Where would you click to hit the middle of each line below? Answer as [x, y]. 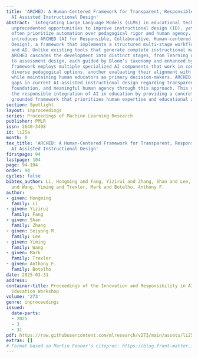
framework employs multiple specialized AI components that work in [97, 66]
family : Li [25, 203]
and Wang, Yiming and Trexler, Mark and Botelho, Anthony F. [88, 187]
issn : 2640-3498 [26, 127]
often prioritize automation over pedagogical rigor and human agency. [101, 34]
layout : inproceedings [34, 110]
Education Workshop [35, 291]
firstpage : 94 [24, 154]
